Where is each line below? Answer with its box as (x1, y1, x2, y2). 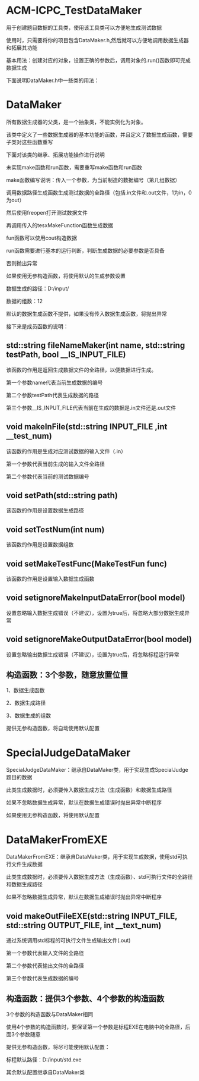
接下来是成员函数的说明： (6, 322, 69, 330)
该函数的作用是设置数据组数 (6, 541, 74, 548)
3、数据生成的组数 (6, 712, 52, 719)
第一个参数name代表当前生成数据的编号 (6, 379, 103, 386)
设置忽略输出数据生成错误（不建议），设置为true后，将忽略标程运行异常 (6, 651, 179, 658)
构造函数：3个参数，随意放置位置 (6, 670, 129, 680)
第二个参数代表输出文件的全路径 (6, 962, 84, 969)
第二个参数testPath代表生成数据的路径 (6, 391, 99, 398)
